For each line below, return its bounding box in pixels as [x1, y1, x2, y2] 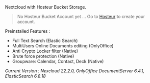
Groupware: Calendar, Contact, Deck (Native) [12, 59, 104, 64]
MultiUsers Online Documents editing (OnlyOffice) [12, 43, 114, 48]
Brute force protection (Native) [12, 53, 75, 59]
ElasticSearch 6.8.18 [5, 73, 46, 79]
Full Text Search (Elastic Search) [12, 38, 78, 43]
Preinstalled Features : [5, 28, 50, 34]
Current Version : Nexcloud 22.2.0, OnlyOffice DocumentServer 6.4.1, [5, 68, 145, 74]
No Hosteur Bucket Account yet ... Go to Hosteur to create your [17, 14, 145, 19]
